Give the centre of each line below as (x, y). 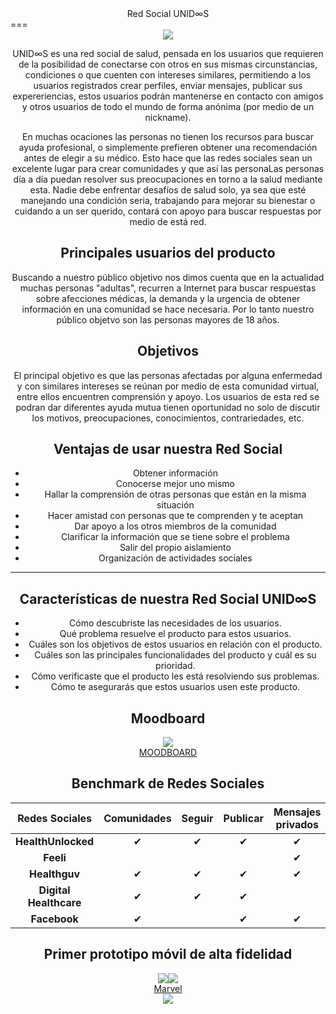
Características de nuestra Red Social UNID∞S (168, 598)
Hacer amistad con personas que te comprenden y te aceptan (175, 516)
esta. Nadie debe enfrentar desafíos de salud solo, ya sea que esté (168, 190)
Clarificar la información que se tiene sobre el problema (175, 537)
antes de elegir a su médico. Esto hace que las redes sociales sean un (168, 158)
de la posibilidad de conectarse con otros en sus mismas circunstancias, (168, 64)
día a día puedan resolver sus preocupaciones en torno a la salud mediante (168, 179)
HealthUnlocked (55, 841)
